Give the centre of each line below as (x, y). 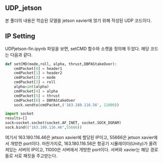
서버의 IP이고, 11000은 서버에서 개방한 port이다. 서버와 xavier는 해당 (83, 149)
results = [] (16, 118)
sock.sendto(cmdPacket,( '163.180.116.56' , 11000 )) (67, 105)
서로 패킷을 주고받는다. (36, 156)
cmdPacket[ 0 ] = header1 (38, 69)
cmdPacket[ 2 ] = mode (35, 78)
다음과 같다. (21, 55)
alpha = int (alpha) (32, 87)
